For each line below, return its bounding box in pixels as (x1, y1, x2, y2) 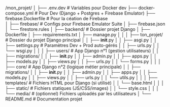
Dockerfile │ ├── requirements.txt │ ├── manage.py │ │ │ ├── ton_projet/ (5, 32, 163, 37)
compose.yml (5, 10, 34, 16)
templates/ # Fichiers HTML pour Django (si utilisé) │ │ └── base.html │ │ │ (5, 80, 164, 86)
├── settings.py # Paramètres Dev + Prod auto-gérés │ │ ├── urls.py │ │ (5, 42, 160, 48)
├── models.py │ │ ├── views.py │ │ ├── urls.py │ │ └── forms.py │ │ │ (5, 59, 161, 64)
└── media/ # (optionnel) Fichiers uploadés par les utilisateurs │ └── (5, 91, 151, 96)
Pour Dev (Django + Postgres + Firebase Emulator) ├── (39, 10, 156, 16)
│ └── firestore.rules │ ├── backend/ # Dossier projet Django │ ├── (5, 26, 151, 32)
